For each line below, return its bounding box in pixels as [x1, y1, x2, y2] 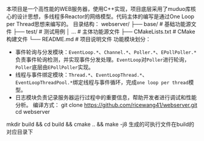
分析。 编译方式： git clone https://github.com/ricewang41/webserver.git [15, 102, 198, 108]
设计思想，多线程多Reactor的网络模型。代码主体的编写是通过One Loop [16, 13, 195, 20]
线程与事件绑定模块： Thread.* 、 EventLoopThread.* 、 [15, 71, 148, 78]
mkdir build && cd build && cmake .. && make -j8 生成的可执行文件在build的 [6, 120, 195, 128]
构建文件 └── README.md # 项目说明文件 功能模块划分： [6, 36, 151, 42]
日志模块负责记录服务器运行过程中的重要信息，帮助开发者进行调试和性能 [15, 94, 197, 101]
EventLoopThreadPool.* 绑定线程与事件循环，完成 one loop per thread [15, 79, 189, 86]
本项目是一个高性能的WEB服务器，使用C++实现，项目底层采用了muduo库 [6, 5, 191, 12]
